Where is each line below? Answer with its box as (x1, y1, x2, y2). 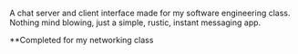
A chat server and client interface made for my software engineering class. (9, 8, 291, 18)
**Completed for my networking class (9, 35, 154, 45)
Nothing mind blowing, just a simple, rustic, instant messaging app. (9, 17, 262, 28)
